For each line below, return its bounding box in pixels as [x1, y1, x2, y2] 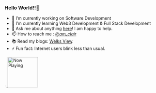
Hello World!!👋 [4, 4, 40, 11]
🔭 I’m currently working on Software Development [11, 15, 111, 21]
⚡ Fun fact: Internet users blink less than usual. [11, 46, 105, 51]
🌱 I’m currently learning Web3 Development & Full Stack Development [11, 20, 151, 26]
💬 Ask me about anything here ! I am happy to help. [11, 26, 113, 31]
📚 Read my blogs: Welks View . [11, 38, 74, 44]
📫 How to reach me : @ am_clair [11, 31, 77, 37]
